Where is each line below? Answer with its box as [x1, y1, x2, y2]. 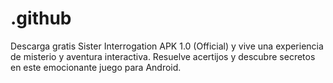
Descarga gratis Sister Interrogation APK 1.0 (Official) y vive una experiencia [10, 40, 324, 52]
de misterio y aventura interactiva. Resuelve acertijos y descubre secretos [10, 50, 316, 62]
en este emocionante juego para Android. [10, 61, 182, 73]
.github [10, 7, 72, 30]
